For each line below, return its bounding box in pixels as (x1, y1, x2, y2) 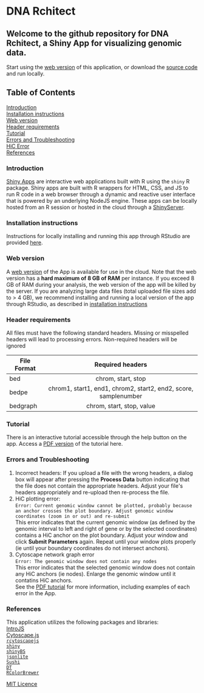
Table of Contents (6, 87, 76, 98)
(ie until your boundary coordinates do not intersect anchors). (15, 544, 170, 551)
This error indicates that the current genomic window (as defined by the (15, 518, 195, 526)
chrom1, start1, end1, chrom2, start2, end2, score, (48, 384, 194, 392)
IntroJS (6, 624, 25, 632)
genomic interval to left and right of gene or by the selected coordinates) (15, 525, 197, 532)
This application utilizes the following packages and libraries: (6, 618, 159, 626)
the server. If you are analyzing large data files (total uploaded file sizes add (6, 287, 196, 295)
